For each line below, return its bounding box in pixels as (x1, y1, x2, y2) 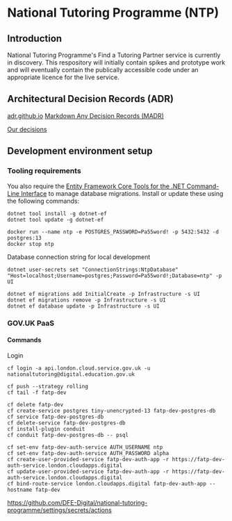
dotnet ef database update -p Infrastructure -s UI (7, 302, 160, 310)
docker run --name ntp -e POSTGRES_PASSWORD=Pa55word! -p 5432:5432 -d (7, 228, 219, 235)
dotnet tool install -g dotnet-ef (7, 210, 108, 217)
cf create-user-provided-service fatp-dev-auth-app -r (7, 456, 169, 463)
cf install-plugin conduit (7, 425, 85, 432)
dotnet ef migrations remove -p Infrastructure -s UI (7, 297, 167, 304)
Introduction (7, 33, 63, 44)
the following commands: (7, 197, 80, 205)
